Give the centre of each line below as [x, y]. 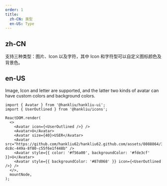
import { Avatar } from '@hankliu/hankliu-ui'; [55, 105]
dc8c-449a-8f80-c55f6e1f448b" [37, 148]
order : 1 [14, 10]
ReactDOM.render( [23, 118]
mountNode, [21, 175]
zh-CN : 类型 [21, 19]
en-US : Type [22, 24]
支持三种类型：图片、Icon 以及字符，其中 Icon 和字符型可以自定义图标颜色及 [83, 56]
